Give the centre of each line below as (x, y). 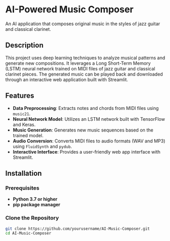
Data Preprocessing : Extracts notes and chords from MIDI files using (86, 108)
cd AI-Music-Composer (28, 233)
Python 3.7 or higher (35, 199)
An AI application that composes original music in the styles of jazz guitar (83, 24)
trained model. (28, 135)
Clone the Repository (32, 218)
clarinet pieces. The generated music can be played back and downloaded (84, 74)
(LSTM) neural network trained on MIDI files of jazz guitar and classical (80, 68)
